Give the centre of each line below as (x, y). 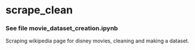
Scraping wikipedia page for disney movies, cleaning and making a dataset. (97, 41)
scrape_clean (39, 10)
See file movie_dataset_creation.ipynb (62, 28)
